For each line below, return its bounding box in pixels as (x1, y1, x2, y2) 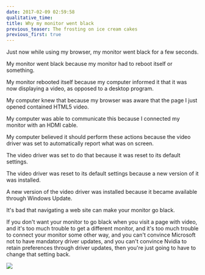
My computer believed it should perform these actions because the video (6, 134, 191, 141)
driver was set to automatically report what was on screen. (6, 140, 154, 147)
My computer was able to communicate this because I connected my (6, 115, 180, 123)
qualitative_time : (6, 15, 53, 21)
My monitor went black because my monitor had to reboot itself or (6, 60, 173, 68)
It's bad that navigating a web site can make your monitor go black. (6, 207, 175, 214)
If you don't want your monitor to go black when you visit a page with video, (6, 218, 198, 226)
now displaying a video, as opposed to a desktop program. (6, 85, 154, 92)
